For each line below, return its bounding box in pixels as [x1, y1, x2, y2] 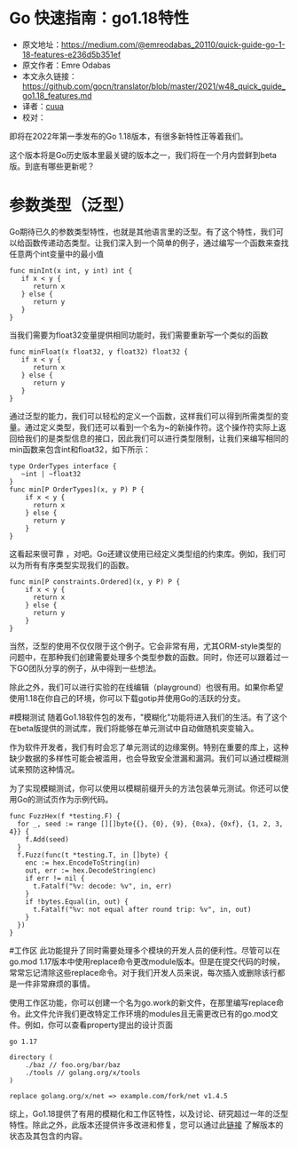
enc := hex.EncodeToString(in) [25, 858, 141, 867]
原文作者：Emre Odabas [21, 60, 111, 70]
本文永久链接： [21, 70, 77, 81]
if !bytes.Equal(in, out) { [25, 897, 129, 906]
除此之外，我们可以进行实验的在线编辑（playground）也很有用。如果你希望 [9, 682, 284, 692]
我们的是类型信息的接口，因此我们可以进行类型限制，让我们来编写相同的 [24, 433, 289, 443]
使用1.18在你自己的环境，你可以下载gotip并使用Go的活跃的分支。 [9, 692, 246, 703]
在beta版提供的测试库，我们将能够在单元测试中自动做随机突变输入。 [9, 722, 259, 733]
